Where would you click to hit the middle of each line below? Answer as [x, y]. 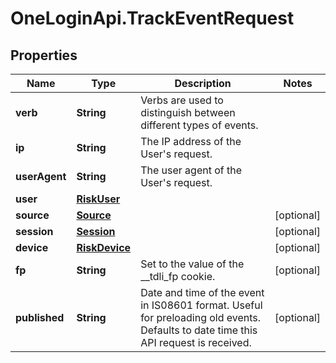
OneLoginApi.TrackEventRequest [152, 18]
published [40, 317]
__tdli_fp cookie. [178, 276]
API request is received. [196, 342]
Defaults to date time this [199, 330]
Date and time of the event [202, 292]
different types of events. [199, 125]
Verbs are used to [182, 100]
